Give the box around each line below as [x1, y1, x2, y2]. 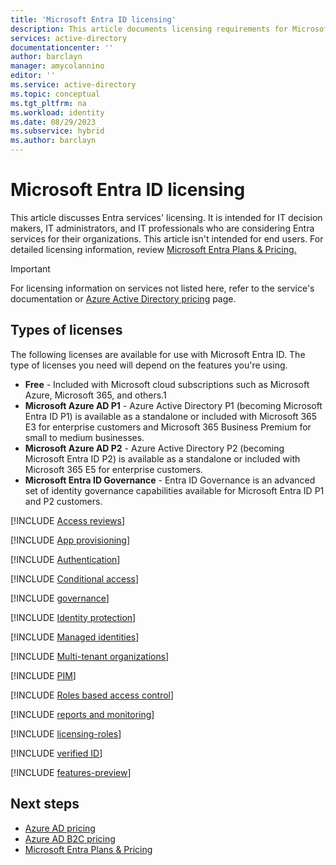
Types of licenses [10, 322, 123, 339]
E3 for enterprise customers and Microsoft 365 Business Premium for [24, 421, 312, 433]
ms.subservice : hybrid [10, 126, 105, 136]
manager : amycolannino [10, 61, 105, 71]
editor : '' [10, 71, 56, 81]
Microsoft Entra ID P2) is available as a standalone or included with [24, 452, 301, 465]
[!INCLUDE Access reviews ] [10, 514, 126, 526]
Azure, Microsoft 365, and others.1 [24, 389, 167, 401]
